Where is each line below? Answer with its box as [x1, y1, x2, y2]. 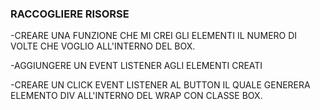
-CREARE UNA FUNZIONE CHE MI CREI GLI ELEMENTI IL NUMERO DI [10, 30, 298, 42]
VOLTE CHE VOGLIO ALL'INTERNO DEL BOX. [10, 40, 196, 52]
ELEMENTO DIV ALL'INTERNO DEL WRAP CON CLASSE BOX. [10, 90, 263, 102]
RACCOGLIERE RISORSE [10, 7, 130, 21]
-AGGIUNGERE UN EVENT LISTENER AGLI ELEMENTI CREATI [10, 60, 263, 72]
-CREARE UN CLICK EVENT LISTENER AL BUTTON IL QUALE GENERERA [10, 79, 311, 91]
